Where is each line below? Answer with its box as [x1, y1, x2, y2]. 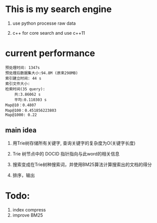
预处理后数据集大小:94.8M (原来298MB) [5, 70, 78, 76]
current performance [5, 48, 96, 59]
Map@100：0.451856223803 [5, 108, 57, 113]
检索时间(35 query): [5, 87, 45, 92]
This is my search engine [5, 4, 112, 15]
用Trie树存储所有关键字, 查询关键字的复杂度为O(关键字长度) [12, 140, 136, 146]
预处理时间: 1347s [5, 65, 40, 70]
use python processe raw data [12, 20, 76, 26]
